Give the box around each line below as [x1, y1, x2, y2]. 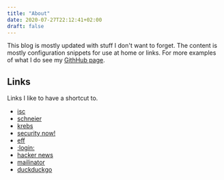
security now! [16, 129, 56, 138]
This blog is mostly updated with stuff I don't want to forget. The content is [7, 42, 217, 50]
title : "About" [7, 10, 51, 17]
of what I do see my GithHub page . [7, 56, 106, 64]
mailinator [16, 158, 46, 166]
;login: [16, 144, 36, 152]
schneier [16, 114, 42, 123]
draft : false [7, 23, 44, 29]
